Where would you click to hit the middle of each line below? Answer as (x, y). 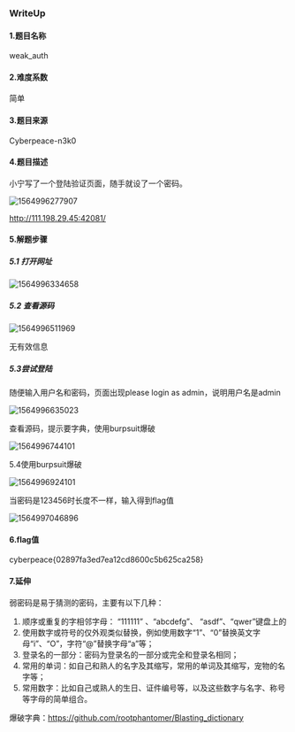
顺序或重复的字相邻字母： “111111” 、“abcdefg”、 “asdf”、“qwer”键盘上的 (154, 621)
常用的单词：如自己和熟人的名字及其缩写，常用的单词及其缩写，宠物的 (150, 666)
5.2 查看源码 (32, 305)
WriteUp (27, 13)
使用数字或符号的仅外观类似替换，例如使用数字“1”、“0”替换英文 (137, 632)
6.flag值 (24, 539)
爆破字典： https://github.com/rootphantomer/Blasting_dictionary (127, 717)
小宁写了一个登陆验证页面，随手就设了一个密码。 (98, 183)
